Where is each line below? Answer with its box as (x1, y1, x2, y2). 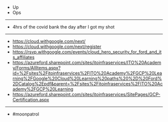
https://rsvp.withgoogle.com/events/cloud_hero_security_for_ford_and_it (12, 49, 162, 54)
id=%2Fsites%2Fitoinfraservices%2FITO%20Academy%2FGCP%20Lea (12, 70, 162, 76)
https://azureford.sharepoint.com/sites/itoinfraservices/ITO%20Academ (12, 59, 161, 65)
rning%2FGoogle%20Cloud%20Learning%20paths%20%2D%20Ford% (12, 75, 162, 81)
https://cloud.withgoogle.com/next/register (12, 43, 101, 49)
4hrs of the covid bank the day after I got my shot (12, 24, 115, 29)
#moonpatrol (12, 111, 39, 117)
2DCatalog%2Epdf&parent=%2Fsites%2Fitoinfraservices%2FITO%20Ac (12, 81, 163, 86)
